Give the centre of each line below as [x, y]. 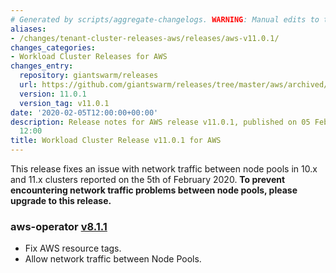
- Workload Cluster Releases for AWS [89, 57]
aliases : [28, 29]
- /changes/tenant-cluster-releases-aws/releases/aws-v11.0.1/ [145, 38]
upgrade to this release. [61, 200]
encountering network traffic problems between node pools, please [154, 190]
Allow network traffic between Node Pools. [113, 259]
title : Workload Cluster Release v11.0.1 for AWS [116, 141]
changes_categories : [53, 47]
